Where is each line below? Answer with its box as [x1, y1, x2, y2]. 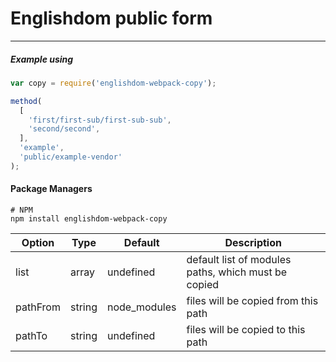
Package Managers [10, 183, 93, 195]
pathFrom [15, 300, 61, 314]
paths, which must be [186, 265, 288, 279]
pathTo [15, 328, 48, 342]
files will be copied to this [186, 322, 306, 336]
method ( [10, 96, 43, 106]
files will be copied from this [186, 293, 319, 307]
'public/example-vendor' [19, 152, 123, 162]
